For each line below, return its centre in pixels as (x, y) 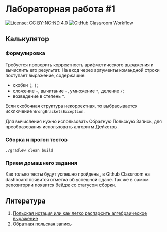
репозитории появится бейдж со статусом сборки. (61, 185)
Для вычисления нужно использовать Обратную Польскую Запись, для (84, 121)
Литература (25, 201)
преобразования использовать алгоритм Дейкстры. (62, 126)
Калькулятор (27, 39)
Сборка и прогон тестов (36, 139)
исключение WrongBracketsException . (45, 111)
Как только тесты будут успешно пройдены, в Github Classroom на (78, 174)
